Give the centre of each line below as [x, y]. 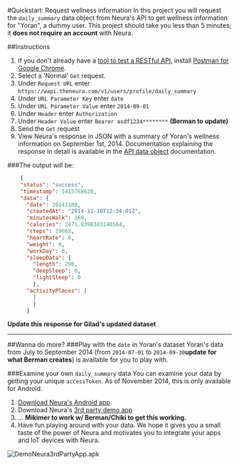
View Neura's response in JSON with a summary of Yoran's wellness [118, 136]
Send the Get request [49, 129]
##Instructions [29, 47]
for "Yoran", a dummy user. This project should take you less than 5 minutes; [119, 25]
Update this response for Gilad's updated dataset [82, 324]
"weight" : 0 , [46, 244]
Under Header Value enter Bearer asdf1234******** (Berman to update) [123, 121]
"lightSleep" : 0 [57, 278]
